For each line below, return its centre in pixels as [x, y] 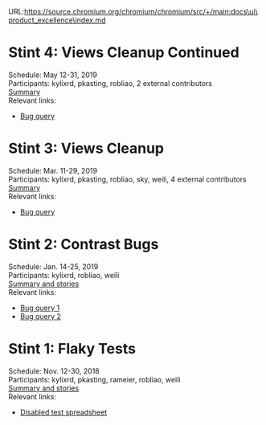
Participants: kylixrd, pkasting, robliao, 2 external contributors [110, 83]
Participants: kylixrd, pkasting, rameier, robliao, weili [94, 379]
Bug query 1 [40, 308]
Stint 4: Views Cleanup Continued [124, 53]
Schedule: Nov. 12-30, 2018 [54, 371]
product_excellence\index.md [57, 20]
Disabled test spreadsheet [63, 412]
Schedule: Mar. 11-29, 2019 [53, 170]
